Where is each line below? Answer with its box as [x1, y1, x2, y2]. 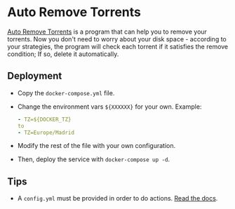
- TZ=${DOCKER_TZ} [17, 116, 72, 123]
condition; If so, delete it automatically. [7, 50, 119, 58]
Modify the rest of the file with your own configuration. [17, 142, 176, 150]
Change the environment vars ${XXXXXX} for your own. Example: [17, 102, 202, 111]
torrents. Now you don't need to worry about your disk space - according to [7, 34, 227, 43]
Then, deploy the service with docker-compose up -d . [17, 155, 170, 163]
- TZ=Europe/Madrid [17, 129, 75, 136]
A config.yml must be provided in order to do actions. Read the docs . [17, 194, 218, 203]
